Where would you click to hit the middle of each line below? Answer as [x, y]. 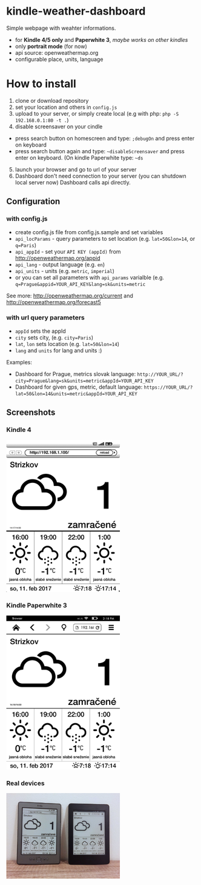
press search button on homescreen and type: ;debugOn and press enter [105, 138]
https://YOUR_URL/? [168, 387]
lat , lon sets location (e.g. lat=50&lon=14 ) [67, 344]
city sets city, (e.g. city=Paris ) [54, 337]
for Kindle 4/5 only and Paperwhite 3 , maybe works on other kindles [101, 40]
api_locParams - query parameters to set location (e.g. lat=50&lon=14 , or [105, 238]
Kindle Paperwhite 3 [37, 605]
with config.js [27, 219]
